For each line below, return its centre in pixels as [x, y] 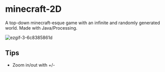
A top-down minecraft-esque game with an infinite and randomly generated [82, 23]
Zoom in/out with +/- [34, 65]
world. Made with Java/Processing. [41, 28]
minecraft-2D [34, 9]
